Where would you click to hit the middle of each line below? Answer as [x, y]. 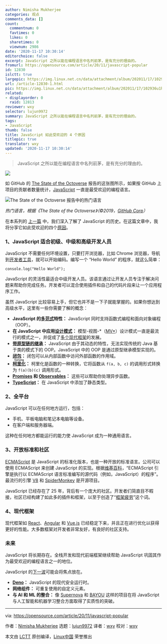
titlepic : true [21, 139]
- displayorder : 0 [24, 98]
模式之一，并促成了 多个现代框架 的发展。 [63, 337]
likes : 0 [19, 38]
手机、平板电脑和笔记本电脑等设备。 [49, 419]
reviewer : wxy [20, 107]
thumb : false [19, 130]
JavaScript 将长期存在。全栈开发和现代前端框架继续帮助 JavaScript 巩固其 [81, 555]
